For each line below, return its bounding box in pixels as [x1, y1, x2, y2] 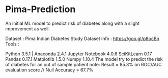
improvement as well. [5, 25, 50, 31]
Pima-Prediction [5, 4, 76, 15]
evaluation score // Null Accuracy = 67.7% [5, 67, 94, 73]
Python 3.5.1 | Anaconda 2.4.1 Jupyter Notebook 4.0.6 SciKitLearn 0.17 [5, 51, 152, 57]
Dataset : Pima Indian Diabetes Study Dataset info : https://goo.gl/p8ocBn [5, 35, 159, 42]
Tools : [5, 41, 19, 47]
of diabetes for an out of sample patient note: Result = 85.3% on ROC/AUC [5, 61, 162, 67]
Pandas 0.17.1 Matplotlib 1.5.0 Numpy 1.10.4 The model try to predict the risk [5, 56, 163, 62]
